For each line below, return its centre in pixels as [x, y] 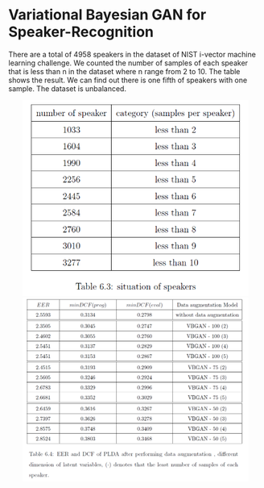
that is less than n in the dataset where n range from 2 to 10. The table [124, 71]
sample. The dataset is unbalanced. [68, 88]
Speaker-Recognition [81, 32]
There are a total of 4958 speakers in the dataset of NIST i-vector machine [132, 54]
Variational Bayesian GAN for [107, 15]
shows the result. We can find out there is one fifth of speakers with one [128, 80]
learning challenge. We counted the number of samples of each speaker [128, 63]
